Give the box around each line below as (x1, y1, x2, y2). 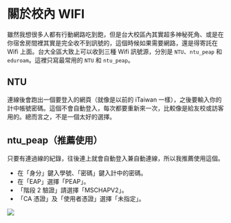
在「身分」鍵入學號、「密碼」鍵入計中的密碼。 (16, 169, 147, 177)
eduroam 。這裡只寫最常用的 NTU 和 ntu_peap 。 (7, 56, 134, 64)
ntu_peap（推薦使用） (7, 134, 103, 146)
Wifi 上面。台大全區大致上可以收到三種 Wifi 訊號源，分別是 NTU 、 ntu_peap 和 (7, 47, 222, 56)
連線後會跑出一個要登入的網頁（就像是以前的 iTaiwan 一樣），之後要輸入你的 (7, 95, 222, 104)
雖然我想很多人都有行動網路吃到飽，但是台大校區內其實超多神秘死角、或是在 (7, 30, 224, 38)
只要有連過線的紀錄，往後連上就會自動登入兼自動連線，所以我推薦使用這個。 (7, 154, 224, 162)
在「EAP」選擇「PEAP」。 (16, 177, 90, 185)
